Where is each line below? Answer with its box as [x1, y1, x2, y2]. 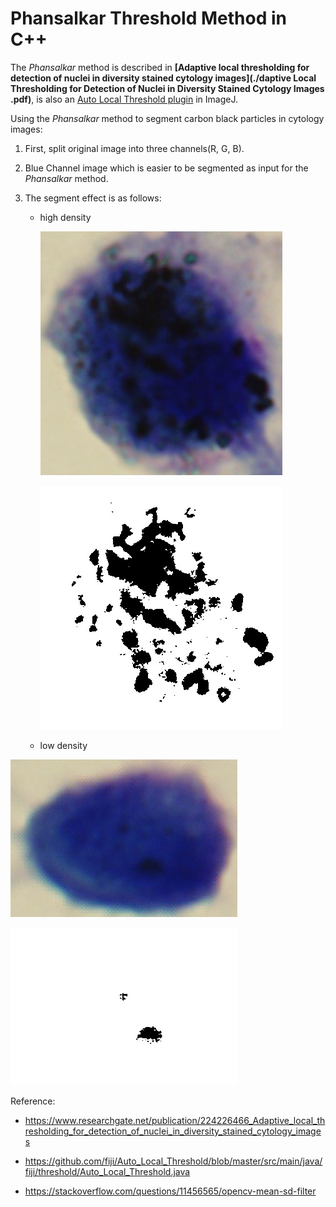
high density [39, 211, 92, 223]
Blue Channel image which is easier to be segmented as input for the [24, 162, 309, 174]
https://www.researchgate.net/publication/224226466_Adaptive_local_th [24, 1114, 326, 1126]
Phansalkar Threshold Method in [10, 7, 287, 30]
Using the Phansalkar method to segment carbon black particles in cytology [10, 112, 325, 124]
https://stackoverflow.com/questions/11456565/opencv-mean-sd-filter [24, 1185, 317, 1197]
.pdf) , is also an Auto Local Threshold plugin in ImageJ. [10, 93, 238, 105]
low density [39, 739, 88, 751]
